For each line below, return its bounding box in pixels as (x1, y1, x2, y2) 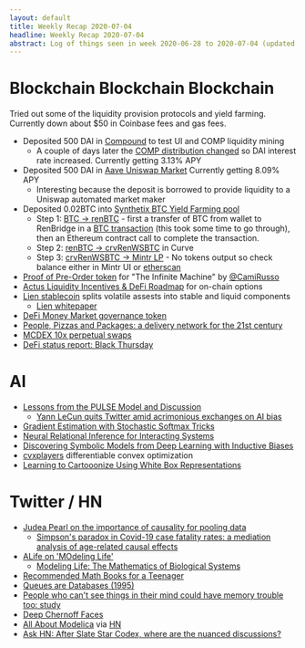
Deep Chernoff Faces (22, 609, 104, 621)
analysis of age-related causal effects (36, 541, 178, 552)
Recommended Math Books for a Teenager (22, 570, 185, 581)
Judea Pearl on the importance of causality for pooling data (22, 522, 247, 533)
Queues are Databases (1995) (22, 580, 135, 591)
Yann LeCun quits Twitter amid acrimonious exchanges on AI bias (36, 412, 282, 423)
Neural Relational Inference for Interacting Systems (22, 431, 215, 442)
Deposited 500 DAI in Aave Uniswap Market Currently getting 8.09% (22, 165, 280, 176)
